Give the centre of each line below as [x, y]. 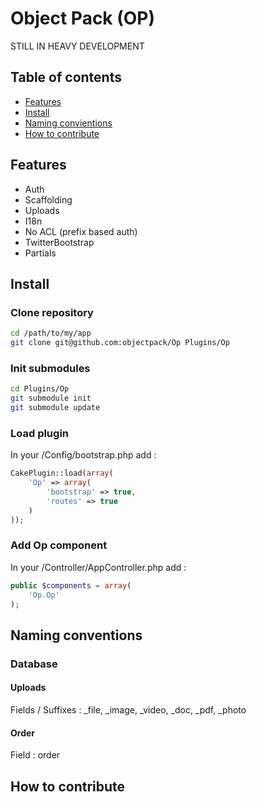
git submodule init [51, 398]
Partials [40, 253]
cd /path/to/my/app [51, 333]
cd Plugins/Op [40, 389]
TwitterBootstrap [59, 242]
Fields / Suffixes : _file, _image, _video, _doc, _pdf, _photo [128, 709]
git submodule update [55, 408]
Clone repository [52, 312]
